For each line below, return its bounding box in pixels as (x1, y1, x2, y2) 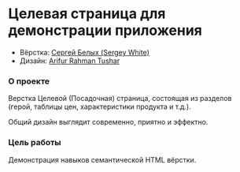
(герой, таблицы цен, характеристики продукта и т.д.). (8, 102, 191, 111)
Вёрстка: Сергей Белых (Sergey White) (19, 47, 150, 57)
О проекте (8, 76, 50, 87)
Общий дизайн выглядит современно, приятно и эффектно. (8, 118, 209, 127)
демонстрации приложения (8, 21, 203, 39)
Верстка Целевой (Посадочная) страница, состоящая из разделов (8, 94, 232, 103)
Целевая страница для (8, 5, 166, 23)
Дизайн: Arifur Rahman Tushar (19, 56, 120, 65)
